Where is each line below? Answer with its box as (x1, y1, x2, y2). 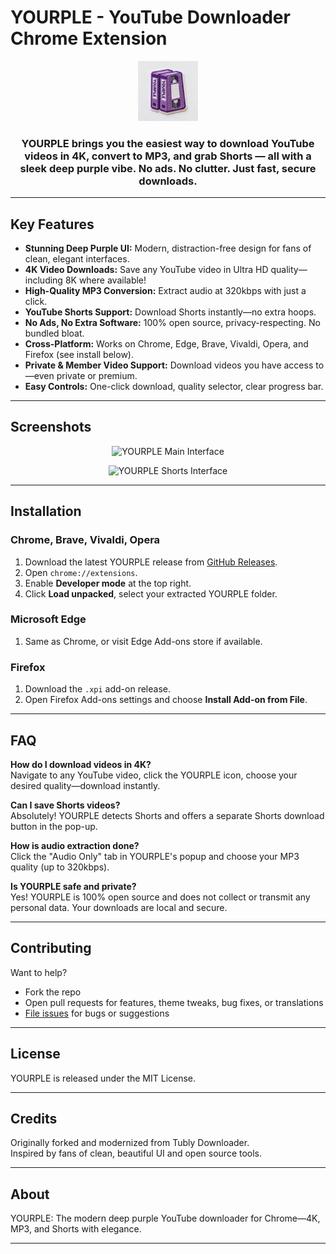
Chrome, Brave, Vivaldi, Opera (10, 533, 161, 547)
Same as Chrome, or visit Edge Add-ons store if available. (24, 635, 263, 647)
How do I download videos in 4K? (10, 758, 152, 770)
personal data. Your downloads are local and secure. (10, 901, 228, 913)
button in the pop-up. (10, 820, 98, 832)
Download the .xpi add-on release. (24, 683, 171, 695)
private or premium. (56, 370, 138, 382)
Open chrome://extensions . (24, 566, 138, 578)
